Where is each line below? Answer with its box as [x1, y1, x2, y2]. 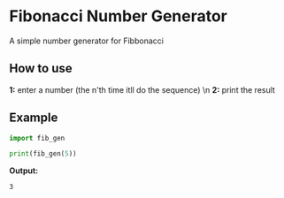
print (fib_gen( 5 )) [9, 149, 77, 158]
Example [9, 110, 58, 126]
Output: [9, 165, 38, 176]
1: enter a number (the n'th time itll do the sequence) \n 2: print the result [9, 84, 276, 95]
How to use [9, 61, 73, 76]
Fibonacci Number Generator [9, 6, 228, 27]
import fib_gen [9, 133, 65, 142]
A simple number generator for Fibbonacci [9, 35, 164, 46]
